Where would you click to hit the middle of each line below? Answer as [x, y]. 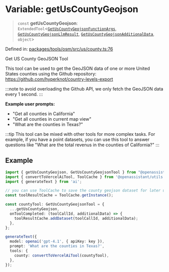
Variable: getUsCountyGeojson [72, 9]
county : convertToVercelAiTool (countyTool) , [62, 255]
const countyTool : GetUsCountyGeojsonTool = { [55, 205]
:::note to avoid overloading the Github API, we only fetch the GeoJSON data [84, 88]
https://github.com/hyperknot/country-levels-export [59, 79]
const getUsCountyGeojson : [48, 23]
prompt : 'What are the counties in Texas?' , [57, 246]
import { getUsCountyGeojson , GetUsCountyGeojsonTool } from [71, 172]
